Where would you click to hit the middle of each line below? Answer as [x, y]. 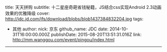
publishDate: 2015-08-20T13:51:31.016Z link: [96, 34]
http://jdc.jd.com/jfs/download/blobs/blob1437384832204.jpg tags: [74, 19]
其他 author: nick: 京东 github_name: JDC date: [60, 29]
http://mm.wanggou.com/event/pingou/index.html [63, 40]
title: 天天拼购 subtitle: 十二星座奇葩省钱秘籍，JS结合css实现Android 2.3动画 [83, 7]
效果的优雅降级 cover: [28, 13]
